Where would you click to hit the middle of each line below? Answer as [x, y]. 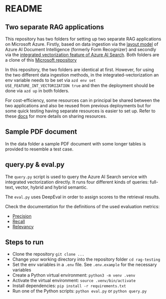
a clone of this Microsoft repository [41, 60]
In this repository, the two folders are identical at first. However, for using [80, 70]
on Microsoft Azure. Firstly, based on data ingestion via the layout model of [82, 44]
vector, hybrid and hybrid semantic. [52, 187]
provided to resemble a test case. [39, 149]
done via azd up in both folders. [37, 91]
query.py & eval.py [35, 165]
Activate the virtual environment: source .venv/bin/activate [74, 281]
